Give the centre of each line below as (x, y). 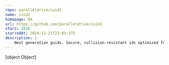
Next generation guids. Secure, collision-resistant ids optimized (86, 43)
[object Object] (21, 57)
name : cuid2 (18, 15)
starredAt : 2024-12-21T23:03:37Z (40, 33)
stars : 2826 (18, 29)
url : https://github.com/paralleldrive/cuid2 (54, 24)
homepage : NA (19, 19)
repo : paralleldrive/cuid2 (33, 10)
